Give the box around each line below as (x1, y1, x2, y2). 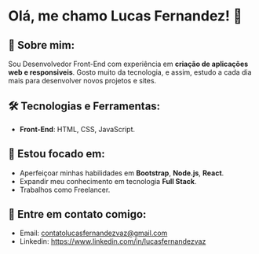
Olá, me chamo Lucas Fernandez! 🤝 (8, 7, 243, 25)
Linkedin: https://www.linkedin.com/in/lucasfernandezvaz (19, 237, 206, 246)
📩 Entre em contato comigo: (8, 208, 147, 221)
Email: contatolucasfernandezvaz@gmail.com (19, 228, 168, 238)
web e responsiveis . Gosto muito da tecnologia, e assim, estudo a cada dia (8, 68, 252, 77)
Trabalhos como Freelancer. (19, 185, 111, 194)
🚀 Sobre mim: (8, 39, 75, 52)
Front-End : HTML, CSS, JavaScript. (19, 124, 136, 134)
